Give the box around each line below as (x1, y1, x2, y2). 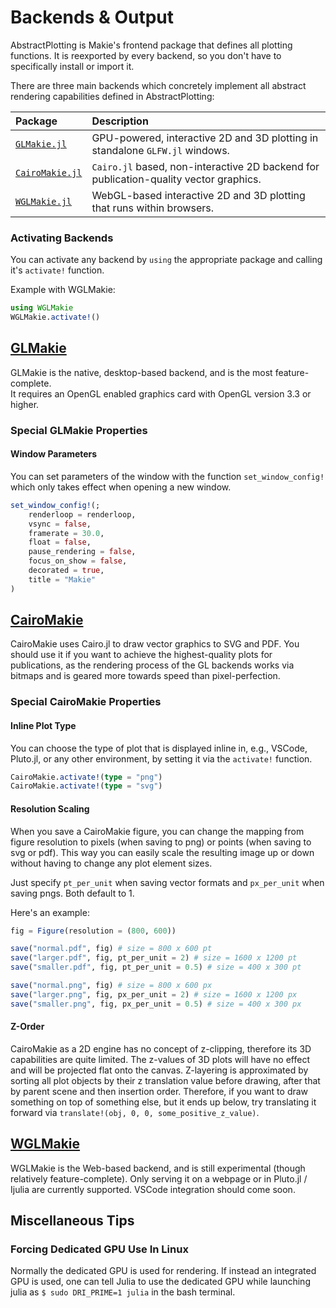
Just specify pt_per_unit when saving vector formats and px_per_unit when (10, 876, 325, 888)
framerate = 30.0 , (28, 528, 105, 538)
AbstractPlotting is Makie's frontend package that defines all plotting (10, 39, 293, 51)
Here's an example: (10, 906, 90, 918)
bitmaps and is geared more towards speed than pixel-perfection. (10, 670, 281, 682)
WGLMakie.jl (15, 196, 73, 207)
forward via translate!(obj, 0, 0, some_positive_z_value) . (10, 1106, 260, 1118)
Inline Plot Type (10, 720, 77, 731)
